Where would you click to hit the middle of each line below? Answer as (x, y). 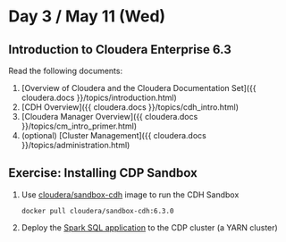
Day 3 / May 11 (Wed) (87, 17)
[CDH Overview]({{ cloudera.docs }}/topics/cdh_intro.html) (130, 107)
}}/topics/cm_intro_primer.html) (79, 126)
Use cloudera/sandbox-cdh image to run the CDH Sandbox (130, 195)
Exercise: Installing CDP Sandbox (103, 173)
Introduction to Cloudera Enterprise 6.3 (120, 50)
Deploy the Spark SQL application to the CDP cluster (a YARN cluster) (149, 227)
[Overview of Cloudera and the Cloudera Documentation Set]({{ (139, 88)
